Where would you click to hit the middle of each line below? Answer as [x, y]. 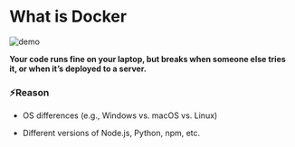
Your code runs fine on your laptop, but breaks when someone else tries [148, 59]
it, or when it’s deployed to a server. [78, 69]
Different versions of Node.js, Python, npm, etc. [111, 133]
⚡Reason [29, 92]
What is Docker [68, 17]
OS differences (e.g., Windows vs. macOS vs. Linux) [120, 115]
